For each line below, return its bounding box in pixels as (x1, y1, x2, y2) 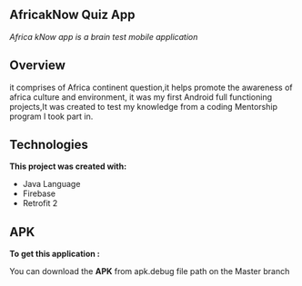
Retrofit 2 (22, 198, 58, 209)
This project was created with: (9, 161, 127, 172)
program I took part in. (9, 111, 94, 122)
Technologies (9, 137, 89, 153)
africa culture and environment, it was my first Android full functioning (9, 91, 273, 103)
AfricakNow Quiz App (9, 7, 136, 23)
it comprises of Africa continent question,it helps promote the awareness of (9, 82, 293, 93)
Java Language (22, 179, 81, 190)
